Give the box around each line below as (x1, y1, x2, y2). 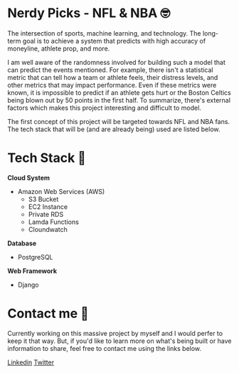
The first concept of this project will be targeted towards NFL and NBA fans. (7, 117, 230, 126)
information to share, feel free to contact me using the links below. (7, 344, 201, 352)
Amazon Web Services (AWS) (17, 187, 105, 195)
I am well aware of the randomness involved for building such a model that (7, 58, 226, 66)
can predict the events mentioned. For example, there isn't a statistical (7, 66, 213, 74)
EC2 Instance (28, 202, 68, 211)
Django (17, 280, 39, 289)
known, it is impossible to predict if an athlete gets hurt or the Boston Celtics (7, 88, 231, 97)
